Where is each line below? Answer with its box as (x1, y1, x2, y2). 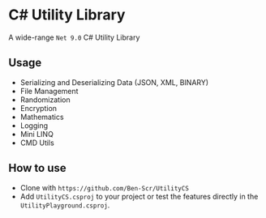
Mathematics (19, 112, 64, 122)
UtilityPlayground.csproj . (19, 200, 110, 210)
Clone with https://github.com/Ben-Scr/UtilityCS (19, 182, 189, 192)
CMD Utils (19, 138, 54, 147)
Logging (19, 120, 49, 130)
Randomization (19, 95, 71, 105)
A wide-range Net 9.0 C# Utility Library (8, 32, 140, 42)
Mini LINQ (19, 129, 54, 139)
